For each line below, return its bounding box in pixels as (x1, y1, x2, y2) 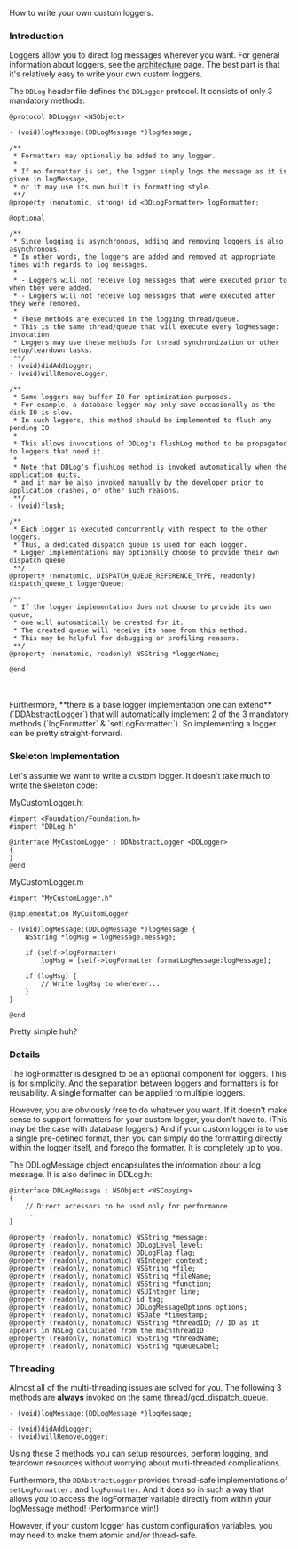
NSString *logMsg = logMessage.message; (25, 933, 176, 942)
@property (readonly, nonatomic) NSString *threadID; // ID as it (9, 1318, 260, 1328)
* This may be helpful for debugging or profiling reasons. (12, 634, 240, 643)
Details (9, 1048, 41, 1061)
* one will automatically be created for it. (12, 618, 184, 628)
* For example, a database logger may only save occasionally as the (12, 400, 276, 410)
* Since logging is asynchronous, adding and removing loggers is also (12, 237, 284, 246)
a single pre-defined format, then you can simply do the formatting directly (9, 1133, 283, 1144)
